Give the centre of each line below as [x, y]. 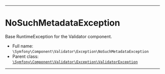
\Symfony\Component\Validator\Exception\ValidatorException [75, 62]
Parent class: [25, 56]
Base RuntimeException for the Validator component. [58, 36]
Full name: [23, 46]
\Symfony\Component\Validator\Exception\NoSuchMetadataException [80, 51]
